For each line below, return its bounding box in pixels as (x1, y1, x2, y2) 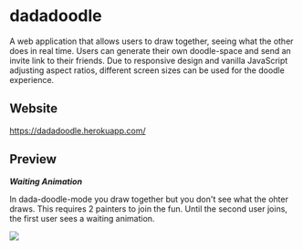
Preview (9, 151, 57, 167)
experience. (9, 74, 55, 85)
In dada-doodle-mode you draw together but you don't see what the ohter (9, 193, 289, 204)
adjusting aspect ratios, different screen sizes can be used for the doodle (9, 65, 285, 76)
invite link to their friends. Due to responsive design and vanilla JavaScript (9, 55, 288, 66)
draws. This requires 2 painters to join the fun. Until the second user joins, (9, 203, 287, 214)
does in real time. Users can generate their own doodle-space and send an (9, 45, 292, 56)
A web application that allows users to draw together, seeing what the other (9, 36, 294, 47)
